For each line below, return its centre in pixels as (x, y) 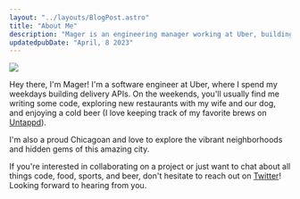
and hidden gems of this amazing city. (79, 149)
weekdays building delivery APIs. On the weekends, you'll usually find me (144, 94)
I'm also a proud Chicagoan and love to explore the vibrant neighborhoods (146, 140)
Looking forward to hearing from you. (78, 186)
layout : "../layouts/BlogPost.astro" (79, 17)
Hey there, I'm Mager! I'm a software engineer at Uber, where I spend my (144, 85)
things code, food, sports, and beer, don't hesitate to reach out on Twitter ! (145, 176)
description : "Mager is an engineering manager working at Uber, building (151, 34)
